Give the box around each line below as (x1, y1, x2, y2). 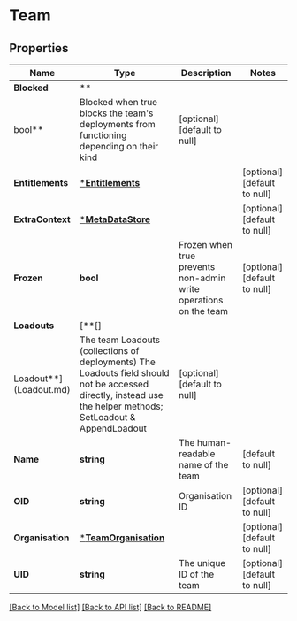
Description (180, 67, 232, 79)
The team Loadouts (79, 333, 161, 346)
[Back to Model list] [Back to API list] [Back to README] (9, 602, 212, 612)
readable (178, 448, 216, 460)
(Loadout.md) (13, 384, 71, 395)
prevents (178, 261, 216, 272)
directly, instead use (79, 389, 164, 401)
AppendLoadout (79, 422, 148, 434)
